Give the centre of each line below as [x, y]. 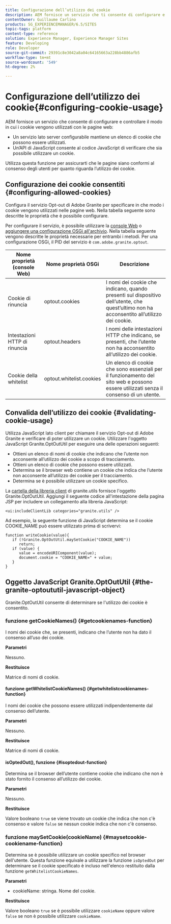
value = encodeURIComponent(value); [58, 553]
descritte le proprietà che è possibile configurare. [57, 215]
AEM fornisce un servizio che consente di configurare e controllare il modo [84, 122]
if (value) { [26, 549]
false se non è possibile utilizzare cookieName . [53, 916]
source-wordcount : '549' [32, 62]
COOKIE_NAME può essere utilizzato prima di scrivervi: [63, 526]
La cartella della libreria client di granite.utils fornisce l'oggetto [70, 491]
